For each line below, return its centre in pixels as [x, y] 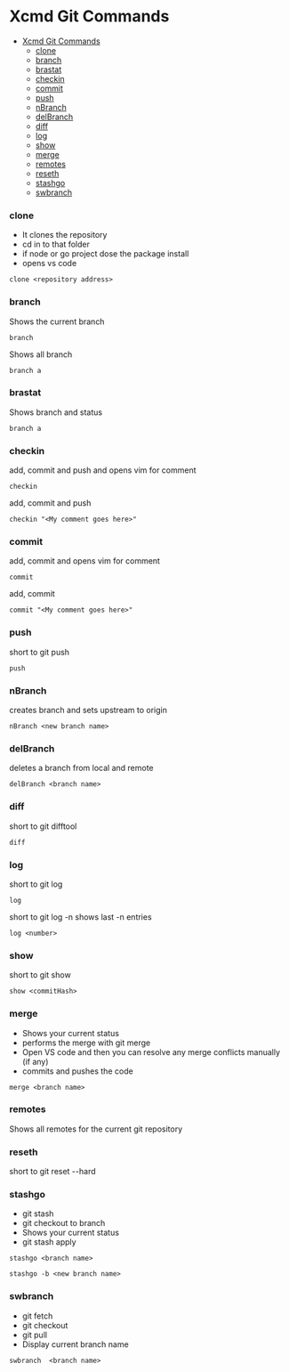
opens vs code [49, 264]
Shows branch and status [56, 412]
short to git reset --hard [52, 1172]
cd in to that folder [56, 244]
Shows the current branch [57, 321]
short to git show [40, 975]
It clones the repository [64, 235]
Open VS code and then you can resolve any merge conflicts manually [151, 1051]
